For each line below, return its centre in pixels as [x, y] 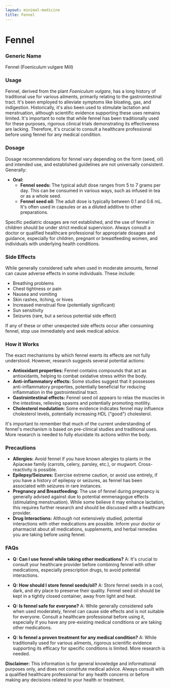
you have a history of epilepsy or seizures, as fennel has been [77, 481]
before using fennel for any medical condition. [53, 135]
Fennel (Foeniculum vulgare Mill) [39, 67]
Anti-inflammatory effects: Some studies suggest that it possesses [84, 381]
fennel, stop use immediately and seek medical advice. [63, 331]
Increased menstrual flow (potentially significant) [64, 305]
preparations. [34, 212]
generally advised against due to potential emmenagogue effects [80, 497]
